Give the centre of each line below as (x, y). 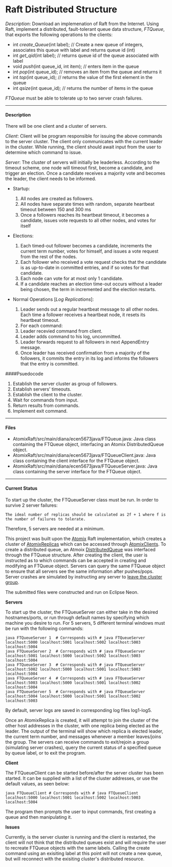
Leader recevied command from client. (61, 331)
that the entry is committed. (49, 364)
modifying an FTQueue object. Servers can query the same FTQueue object (85, 566)
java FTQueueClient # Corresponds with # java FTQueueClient (72, 793)
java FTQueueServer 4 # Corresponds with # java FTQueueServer (75, 678)
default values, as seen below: (37, 783)
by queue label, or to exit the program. (46, 753)
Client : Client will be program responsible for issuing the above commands (84, 136)
